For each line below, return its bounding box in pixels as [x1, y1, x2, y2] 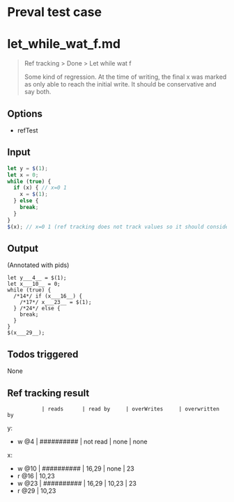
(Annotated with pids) [7, 261, 70, 269]
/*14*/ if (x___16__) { [13, 293, 82, 300]
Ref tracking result [7, 387, 90, 399]
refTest [17, 126, 38, 135]
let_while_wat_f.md [7, 36, 120, 52]
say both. [24, 88, 52, 96]
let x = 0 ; [7, 172, 39, 178]
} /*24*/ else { [13, 305, 61, 312]
